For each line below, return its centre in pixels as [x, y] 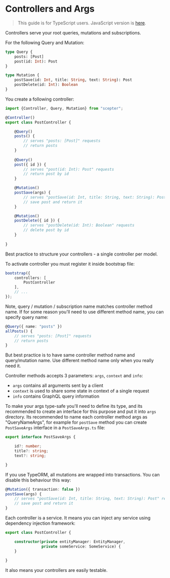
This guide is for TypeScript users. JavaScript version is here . [82, 23]
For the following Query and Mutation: [45, 42]
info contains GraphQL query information [56, 396]
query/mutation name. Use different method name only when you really [80, 361]
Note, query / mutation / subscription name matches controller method [79, 306]
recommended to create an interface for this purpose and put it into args [81, 411]
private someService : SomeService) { [81, 547]
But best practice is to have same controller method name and [70, 355]
